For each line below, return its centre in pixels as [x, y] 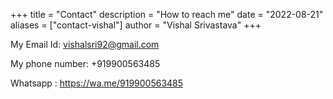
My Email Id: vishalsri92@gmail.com [85, 44]
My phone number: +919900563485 [85, 63]
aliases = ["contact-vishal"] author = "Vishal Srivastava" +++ [136, 25]
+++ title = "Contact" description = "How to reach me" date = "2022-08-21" [167, 14]
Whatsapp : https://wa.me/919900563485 [97, 83]
